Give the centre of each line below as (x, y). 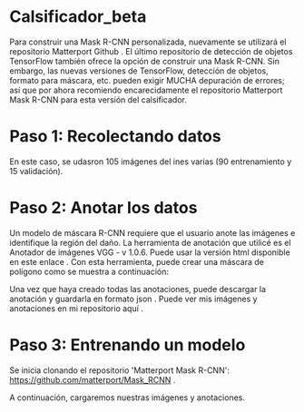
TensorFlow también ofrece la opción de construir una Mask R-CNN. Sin (144, 61)
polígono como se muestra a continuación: (89, 271)
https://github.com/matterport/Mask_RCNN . (93, 379)
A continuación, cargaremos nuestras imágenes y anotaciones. (127, 397)
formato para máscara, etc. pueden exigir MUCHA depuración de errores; (147, 80)
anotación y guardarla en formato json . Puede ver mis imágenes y (133, 299)
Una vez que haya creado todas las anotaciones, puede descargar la (137, 289)
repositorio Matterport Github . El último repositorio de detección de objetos (151, 51)
